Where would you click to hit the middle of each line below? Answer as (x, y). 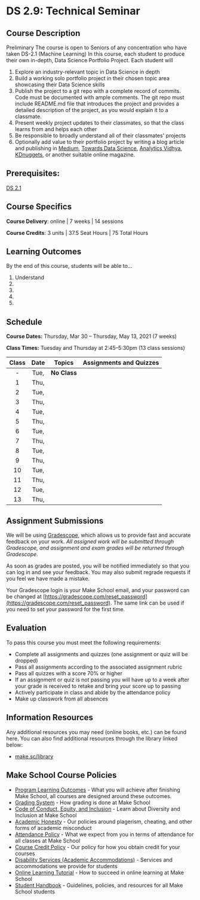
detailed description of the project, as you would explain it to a (91, 110)
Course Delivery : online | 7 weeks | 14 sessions (65, 221)
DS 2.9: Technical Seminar (73, 11)
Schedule (24, 322)
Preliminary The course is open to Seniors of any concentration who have (96, 47)
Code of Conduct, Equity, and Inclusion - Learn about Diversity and (97, 809)
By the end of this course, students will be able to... (69, 266)
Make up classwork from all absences (61, 699)
